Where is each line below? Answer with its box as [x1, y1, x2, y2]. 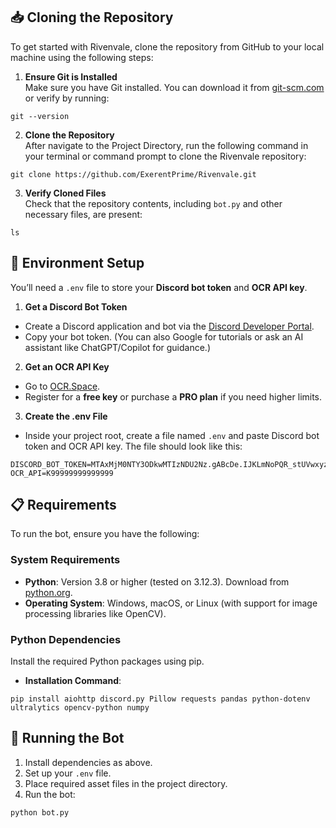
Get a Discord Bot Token [24, 300, 128, 313]
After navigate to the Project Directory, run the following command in [24, 139, 309, 151]
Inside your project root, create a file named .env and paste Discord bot [24, 429, 320, 441]
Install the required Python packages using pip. [10, 655, 205, 668]
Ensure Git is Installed [24, 70, 118, 83]
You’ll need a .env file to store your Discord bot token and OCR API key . [10, 281, 308, 293]
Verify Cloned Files [24, 187, 107, 199]
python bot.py [10, 807, 70, 818]
